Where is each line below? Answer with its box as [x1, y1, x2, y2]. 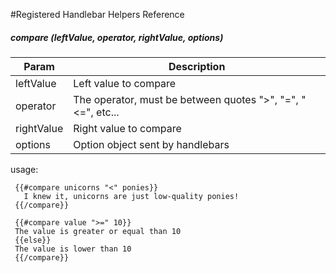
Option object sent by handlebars [73, 137, 230, 151]
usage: [10, 163, 39, 175]
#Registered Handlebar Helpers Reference [10, 9, 185, 20]
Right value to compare [73, 121, 182, 135]
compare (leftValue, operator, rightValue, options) [10, 31, 224, 43]
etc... [96, 105, 120, 119]
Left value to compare [73, 76, 177, 90]
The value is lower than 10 [14, 244, 132, 254]
